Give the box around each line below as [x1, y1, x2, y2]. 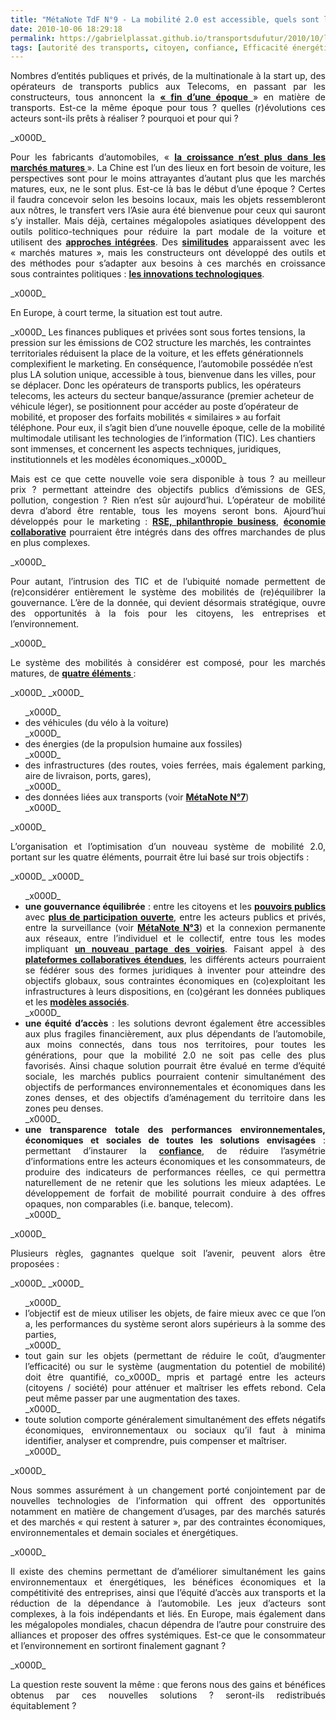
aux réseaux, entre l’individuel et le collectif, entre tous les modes [24, 932, 326, 945]
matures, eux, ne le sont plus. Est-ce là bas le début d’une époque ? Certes [10, 183, 326, 195]
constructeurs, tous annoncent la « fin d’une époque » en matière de [10, 91, 326, 103]
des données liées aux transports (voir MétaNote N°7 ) [24, 791, 250, 803]
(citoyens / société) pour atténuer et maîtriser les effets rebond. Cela [24, 1382, 326, 1394]
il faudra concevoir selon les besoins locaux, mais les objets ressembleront [10, 194, 326, 206]
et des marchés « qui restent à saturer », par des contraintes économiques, [10, 1516, 326, 1528]
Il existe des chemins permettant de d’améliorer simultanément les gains [10, 1566, 326, 1578]
